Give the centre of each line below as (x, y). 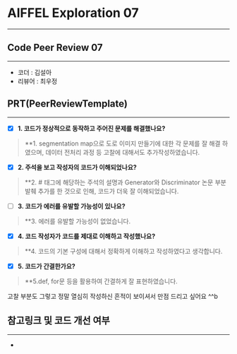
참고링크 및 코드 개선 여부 (59, 320)
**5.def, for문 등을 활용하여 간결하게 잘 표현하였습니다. (101, 281)
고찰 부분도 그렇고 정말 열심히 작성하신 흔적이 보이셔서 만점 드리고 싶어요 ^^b (113, 296)
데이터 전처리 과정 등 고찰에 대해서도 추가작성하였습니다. (123, 152)
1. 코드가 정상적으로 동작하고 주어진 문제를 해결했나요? (91, 128)
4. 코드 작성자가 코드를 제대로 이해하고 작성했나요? (86, 236)
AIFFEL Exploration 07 (73, 13)
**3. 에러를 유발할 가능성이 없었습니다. (78, 221)
